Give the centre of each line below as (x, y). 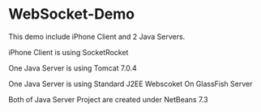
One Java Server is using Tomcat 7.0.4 (73, 68)
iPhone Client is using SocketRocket (68, 52)
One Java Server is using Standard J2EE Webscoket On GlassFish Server (130, 84)
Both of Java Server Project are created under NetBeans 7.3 (108, 99)
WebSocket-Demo (72, 14)
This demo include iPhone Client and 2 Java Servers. (97, 37)
